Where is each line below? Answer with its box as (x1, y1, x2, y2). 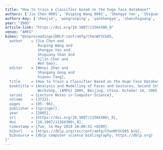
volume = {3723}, (9, 97, 51, 102)
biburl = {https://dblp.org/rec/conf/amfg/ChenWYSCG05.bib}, (9, 129, 142, 134)
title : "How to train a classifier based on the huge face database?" (5, 7, 151, 12)
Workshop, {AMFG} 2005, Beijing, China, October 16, (37, 88, 147, 93)
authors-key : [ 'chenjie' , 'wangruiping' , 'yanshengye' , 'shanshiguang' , (5, 16, 155, 21)
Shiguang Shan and (37, 52, 75, 57)
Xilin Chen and (37, 57, 68, 61)
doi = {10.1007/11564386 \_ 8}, (9, 120, 83, 124)
